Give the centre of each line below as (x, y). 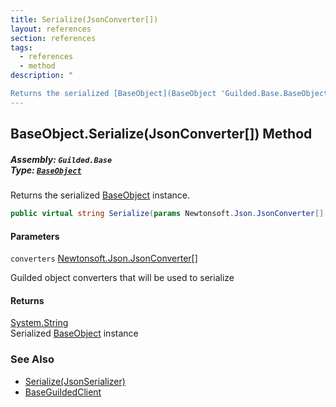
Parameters (35, 236)
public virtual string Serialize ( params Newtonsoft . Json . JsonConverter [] (167, 214)
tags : (21, 47)
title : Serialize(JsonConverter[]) (84, 19)
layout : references (51, 29)
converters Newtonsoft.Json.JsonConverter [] (104, 258)
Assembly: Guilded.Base (61, 159)
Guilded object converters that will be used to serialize (122, 278)
